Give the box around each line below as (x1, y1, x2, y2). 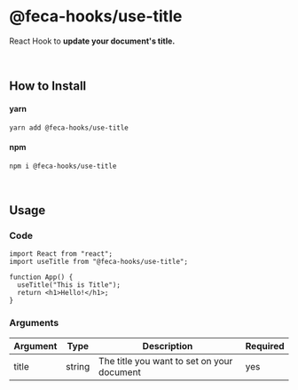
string (66, 360, 90, 372)
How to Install (9, 78, 87, 94)
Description (142, 339, 193, 352)
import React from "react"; (9, 250, 114, 259)
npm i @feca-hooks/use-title (9, 162, 117, 171)
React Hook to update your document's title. (9, 36, 176, 46)
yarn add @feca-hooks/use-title (9, 123, 129, 132)
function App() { (9, 273, 74, 282)
